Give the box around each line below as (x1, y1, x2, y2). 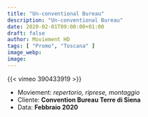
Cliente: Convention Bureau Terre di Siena (17, 95, 141, 104)
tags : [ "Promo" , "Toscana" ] (7, 42, 96, 49)
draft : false (7, 29, 45, 37)
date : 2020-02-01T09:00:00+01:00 (7, 23, 105, 30)
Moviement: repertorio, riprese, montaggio (17, 88, 140, 96)
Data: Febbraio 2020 (17, 102, 78, 111)
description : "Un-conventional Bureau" (7, 17, 124, 24)
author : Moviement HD (7, 36, 71, 43)
